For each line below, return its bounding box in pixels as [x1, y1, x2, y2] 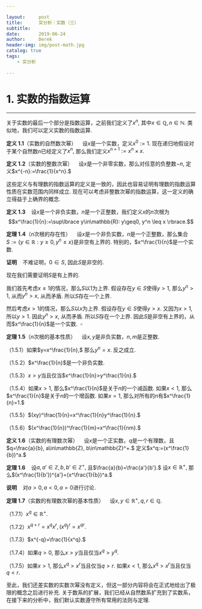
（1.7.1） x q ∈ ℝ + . [6, 509, 48, 518]
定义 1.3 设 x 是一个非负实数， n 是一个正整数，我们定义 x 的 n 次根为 [6, 208, 170, 215]
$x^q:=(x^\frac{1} [146, 444, 189, 451]
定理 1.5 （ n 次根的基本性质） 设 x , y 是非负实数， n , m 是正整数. [6, 333, 160, 341]
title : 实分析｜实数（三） [6, 19, 79, 26]
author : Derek [6, 37, 52, 43]
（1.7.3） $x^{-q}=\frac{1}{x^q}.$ [6, 536, 86, 543]
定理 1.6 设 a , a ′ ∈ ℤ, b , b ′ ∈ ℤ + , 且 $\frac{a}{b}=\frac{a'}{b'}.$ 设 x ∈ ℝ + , [6, 463, 188, 471]
